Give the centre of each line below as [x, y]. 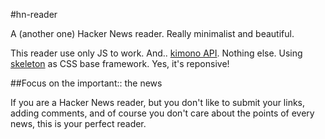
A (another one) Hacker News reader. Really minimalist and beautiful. [152, 33]
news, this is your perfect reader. [78, 123]
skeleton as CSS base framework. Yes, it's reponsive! [120, 63]
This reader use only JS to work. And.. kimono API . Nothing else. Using [156, 53]
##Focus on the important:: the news [86, 83]
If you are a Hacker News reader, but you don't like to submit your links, [158, 102]
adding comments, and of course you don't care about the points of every [162, 113]
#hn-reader [34, 14]
